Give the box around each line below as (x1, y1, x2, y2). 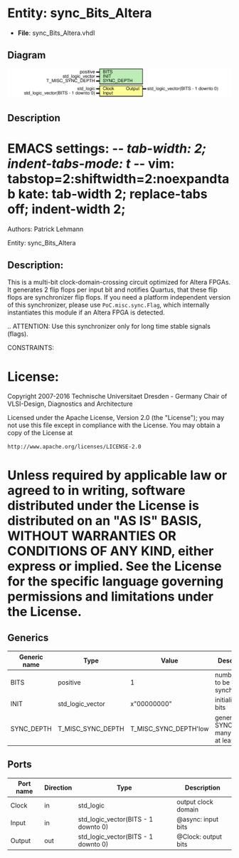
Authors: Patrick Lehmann (7, 225, 84, 233)
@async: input (176, 814, 219, 823)
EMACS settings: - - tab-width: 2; (7, 141, 207, 156)
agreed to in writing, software (7, 482, 186, 499)
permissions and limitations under (7, 588, 214, 604)
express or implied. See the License (7, 558, 222, 574)
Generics (7, 631, 49, 643)
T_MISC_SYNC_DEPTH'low (130, 725, 209, 733)
